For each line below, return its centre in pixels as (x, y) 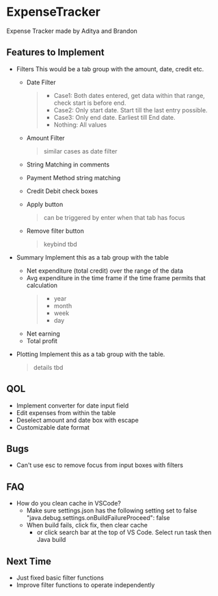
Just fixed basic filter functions (60, 578)
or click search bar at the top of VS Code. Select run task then (124, 532)
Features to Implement (55, 52)
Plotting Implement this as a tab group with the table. (91, 354)
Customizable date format (53, 427)
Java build (51, 540)
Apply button (45, 204)
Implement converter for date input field (72, 406)
